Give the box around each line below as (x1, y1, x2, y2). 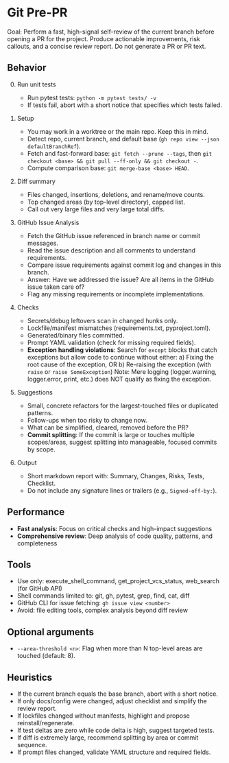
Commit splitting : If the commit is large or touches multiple (27, 430, 195, 438)
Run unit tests (16, 80, 56, 89)
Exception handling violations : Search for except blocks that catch (27, 345, 217, 354)
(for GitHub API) (16, 585, 63, 593)
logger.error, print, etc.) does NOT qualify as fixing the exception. (27, 375, 212, 383)
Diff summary (16, 177, 56, 185)
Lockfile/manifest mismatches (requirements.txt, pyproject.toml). (27, 324, 211, 332)
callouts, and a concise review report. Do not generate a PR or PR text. (7, 42, 206, 50)
